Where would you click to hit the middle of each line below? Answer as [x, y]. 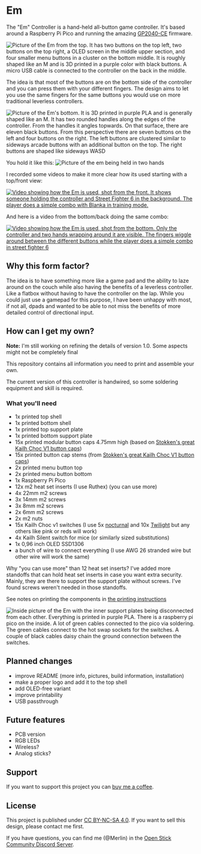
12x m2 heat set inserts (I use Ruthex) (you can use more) [86, 487]
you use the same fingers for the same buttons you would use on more [93, 95]
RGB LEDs [28, 741]
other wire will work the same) [52, 556]
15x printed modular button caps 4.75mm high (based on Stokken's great [105, 442]
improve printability [39, 695]
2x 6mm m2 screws [39, 512]
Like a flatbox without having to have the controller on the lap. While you [95, 293]
